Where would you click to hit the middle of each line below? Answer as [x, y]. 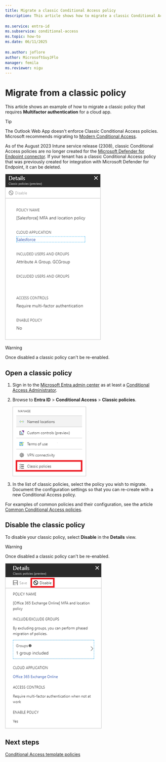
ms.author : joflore [25, 52]
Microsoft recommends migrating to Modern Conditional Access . [71, 137]
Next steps [22, 742]
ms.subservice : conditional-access [42, 31]
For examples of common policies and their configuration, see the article [79, 504]
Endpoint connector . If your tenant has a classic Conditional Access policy [81, 156]
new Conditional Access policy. [44, 495]
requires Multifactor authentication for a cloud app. [59, 112]
